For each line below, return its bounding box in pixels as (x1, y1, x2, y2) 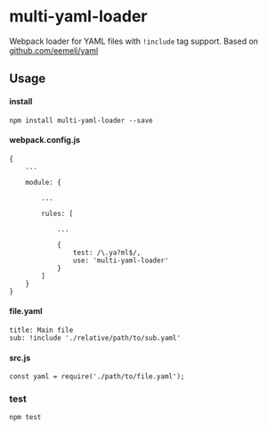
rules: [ (41, 209, 74, 218)
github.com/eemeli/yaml (9, 45, 99, 55)
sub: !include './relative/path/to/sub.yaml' (9, 333, 181, 343)
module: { (25, 178, 62, 186)
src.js (9, 352, 31, 363)
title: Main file (9, 326, 74, 335)
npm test (9, 413, 42, 422)
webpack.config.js (9, 135, 81, 145)
